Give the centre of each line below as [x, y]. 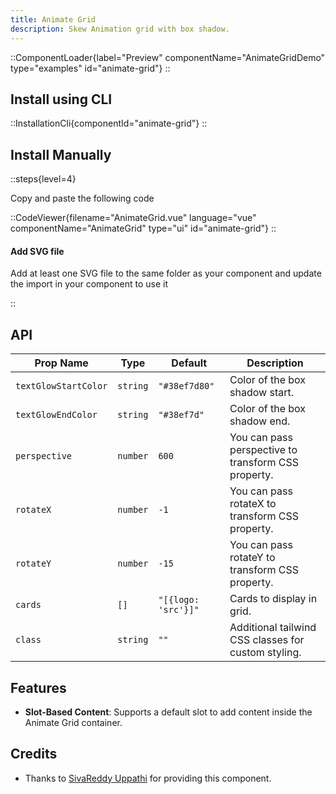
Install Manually [61, 154]
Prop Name [61, 363]
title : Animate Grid [53, 19]
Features [38, 687]
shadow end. [260, 421]
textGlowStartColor [61, 386]
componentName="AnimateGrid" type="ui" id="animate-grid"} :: [143, 228]
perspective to [263, 450]
